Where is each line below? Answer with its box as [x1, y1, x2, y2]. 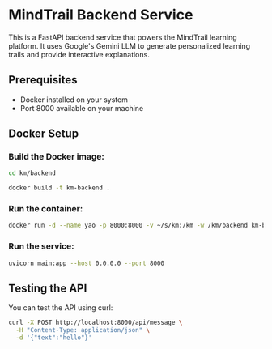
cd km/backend [8, 169, 57, 177]
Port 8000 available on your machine [19, 103, 144, 113]
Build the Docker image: [8, 151, 105, 163]
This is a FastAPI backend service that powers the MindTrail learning [8, 32, 237, 42]
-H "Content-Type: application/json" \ [15, 326, 151, 334]
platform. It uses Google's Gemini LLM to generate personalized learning [8, 40, 251, 50]
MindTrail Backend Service [8, 6, 193, 24]
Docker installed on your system [19, 95, 128, 104]
